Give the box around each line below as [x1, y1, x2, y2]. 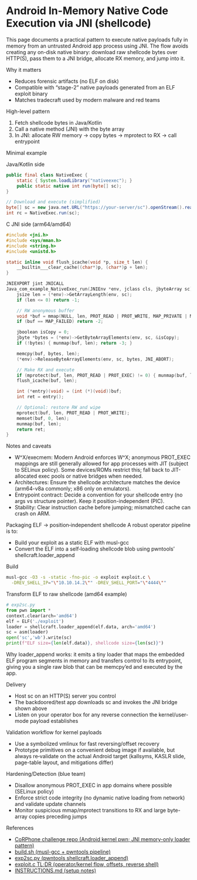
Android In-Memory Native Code [6, 4, 169, 18]
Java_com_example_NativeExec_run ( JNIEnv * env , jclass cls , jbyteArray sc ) [6, 286, 193, 292]
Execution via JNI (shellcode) [6, 16, 151, 30]
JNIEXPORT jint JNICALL [6, 281, 64, 286]
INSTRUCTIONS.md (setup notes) [14, 867, 97, 874]
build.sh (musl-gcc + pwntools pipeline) [14, 848, 111, 855]
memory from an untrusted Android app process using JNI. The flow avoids [6, 42, 189, 49]
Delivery [6, 681, 26, 688]
